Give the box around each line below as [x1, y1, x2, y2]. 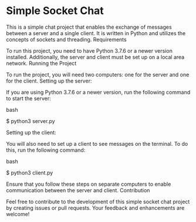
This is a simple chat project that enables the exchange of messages [6, 23, 172, 30]
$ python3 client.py [6, 169, 53, 176]
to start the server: [6, 95, 51, 102]
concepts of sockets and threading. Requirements [6, 36, 127, 43]
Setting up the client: [6, 129, 57, 136]
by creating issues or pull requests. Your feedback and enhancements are [6, 204, 185, 211]
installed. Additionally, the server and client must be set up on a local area [6, 53, 185, 60]
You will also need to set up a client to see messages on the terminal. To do [6, 140, 188, 147]
